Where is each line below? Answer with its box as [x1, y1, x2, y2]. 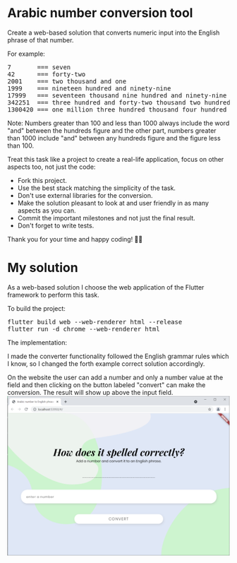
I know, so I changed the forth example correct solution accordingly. [7, 359, 205, 368]
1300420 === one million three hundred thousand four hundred [7, 105, 227, 114]
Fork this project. [17, 176, 67, 184]
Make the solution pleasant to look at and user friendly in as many [17, 198, 209, 207]
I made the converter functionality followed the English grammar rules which [7, 352, 229, 360]
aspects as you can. [17, 206, 76, 215]
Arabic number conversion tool [7, 5, 193, 21]
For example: [7, 49, 46, 58]
